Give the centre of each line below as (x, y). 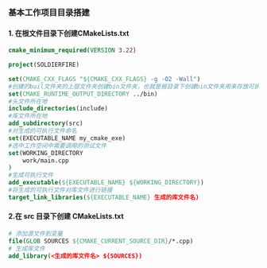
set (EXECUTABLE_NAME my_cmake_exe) (67, 138)
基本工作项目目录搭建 (49, 12)
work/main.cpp (46, 161)
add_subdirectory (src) (46, 124)
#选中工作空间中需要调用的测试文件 (58, 146)
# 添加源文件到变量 (36, 233)
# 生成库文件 (27, 248)
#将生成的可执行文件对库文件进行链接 (60, 190)
